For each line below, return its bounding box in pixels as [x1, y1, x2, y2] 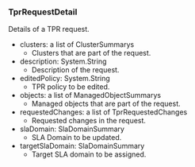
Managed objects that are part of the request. [31, 99, 181, 109]
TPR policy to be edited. [31, 82, 110, 91]
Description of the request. [31, 65, 120, 75]
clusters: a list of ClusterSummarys [19, 40, 135, 49]
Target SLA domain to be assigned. [31, 150, 147, 159]
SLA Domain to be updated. [31, 133, 122, 142]
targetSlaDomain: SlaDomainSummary [19, 142, 145, 151]
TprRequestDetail [8, 6, 78, 17]
